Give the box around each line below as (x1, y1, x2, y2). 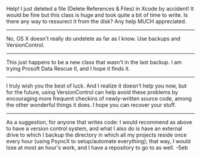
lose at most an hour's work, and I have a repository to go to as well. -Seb (6, 144, 188, 151)
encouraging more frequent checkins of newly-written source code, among (6, 95, 192, 102)
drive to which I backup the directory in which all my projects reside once (6, 131, 187, 138)
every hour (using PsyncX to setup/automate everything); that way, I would (6, 138, 191, 144)
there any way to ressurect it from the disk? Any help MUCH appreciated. (6, 18, 187, 25)
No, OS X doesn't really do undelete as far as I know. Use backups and (6, 35, 181, 42)
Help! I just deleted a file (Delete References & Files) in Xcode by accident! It (6, 5, 194, 12)
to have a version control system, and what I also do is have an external (6, 125, 182, 132)
